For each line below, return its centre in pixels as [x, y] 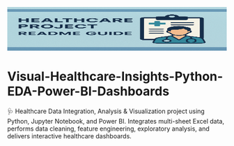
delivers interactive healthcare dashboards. [70, 136]
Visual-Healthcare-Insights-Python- [115, 76]
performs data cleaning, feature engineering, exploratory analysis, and [109, 129]
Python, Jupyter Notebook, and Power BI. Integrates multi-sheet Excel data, [116, 121]
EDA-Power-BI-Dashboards [88, 92]
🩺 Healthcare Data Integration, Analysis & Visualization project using [106, 111]
